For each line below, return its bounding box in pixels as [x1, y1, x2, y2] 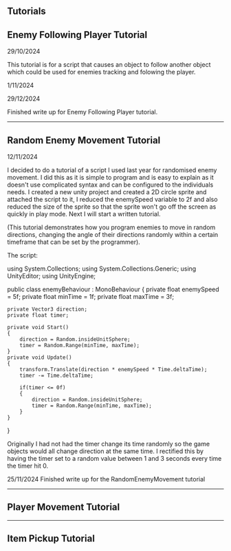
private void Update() [7, 354, 72, 361]
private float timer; [7, 312, 69, 319]
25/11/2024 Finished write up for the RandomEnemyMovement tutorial [7, 475, 206, 484]
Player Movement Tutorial [7, 501, 120, 513]
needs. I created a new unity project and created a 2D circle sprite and [7, 188, 207, 196]
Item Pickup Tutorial [7, 533, 95, 545]
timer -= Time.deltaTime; [19, 372, 94, 380]
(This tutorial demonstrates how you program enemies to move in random [7, 223, 216, 231]
